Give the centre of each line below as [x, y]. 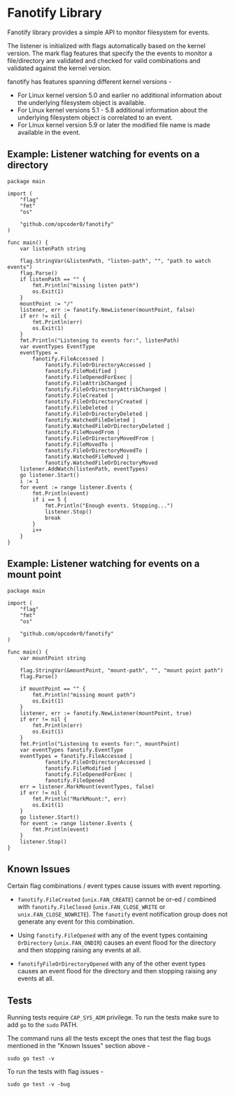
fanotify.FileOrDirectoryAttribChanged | [106, 389]
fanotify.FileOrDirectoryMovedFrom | [100, 438]
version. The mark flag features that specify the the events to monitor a [110, 53]
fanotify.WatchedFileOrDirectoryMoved [101, 463]
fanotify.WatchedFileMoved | [87, 457]
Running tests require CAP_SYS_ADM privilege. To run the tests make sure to [113, 1017]
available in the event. [49, 132]
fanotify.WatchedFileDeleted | [90, 420]
